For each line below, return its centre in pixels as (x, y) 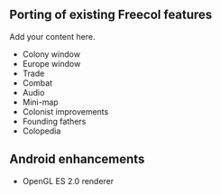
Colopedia (41, 131)
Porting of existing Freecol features (111, 15)
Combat (37, 83)
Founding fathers (54, 121)
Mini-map (40, 102)
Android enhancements (77, 159)
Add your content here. (52, 36)
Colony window (51, 54)
